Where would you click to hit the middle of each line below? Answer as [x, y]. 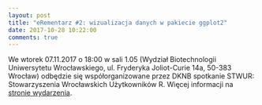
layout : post [30, 15]
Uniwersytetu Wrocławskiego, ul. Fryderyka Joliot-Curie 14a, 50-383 [120, 68]
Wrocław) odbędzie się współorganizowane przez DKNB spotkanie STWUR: [131, 76]
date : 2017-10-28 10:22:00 [52, 30]
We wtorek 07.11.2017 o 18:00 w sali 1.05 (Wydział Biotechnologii [112, 60]
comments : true [33, 37]
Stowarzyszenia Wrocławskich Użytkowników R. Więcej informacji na [121, 85]
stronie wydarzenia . [40, 93]
